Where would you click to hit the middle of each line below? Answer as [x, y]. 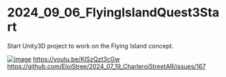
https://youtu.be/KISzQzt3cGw [77, 59]
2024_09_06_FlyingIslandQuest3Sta [113, 13]
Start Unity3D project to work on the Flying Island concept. [90, 46]
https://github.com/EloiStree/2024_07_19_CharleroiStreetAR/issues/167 [106, 66]
